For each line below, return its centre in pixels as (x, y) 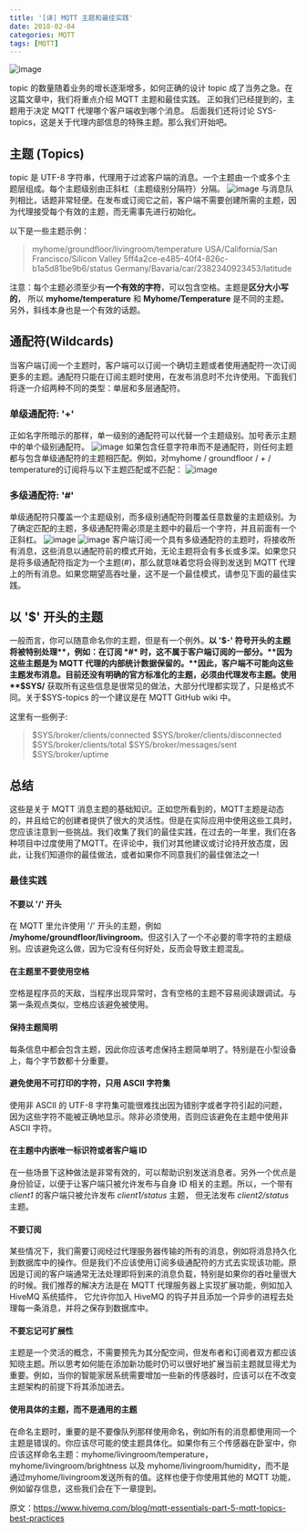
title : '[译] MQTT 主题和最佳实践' (71, 18)
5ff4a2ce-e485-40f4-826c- (176, 259)
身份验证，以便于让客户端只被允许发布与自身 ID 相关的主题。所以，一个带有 (151, 1184)
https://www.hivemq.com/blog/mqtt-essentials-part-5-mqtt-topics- (160, 1507)
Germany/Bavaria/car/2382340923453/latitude (203, 269)
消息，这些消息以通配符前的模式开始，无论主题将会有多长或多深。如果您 (153, 551)
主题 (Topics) (47, 154)
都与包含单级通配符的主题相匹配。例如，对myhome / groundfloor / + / (140, 458)
